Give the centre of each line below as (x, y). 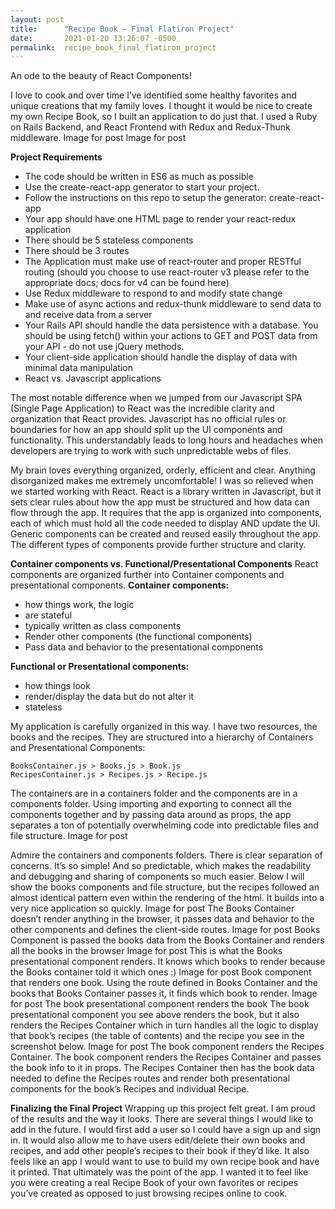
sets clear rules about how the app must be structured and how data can (160, 502)
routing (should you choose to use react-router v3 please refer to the (167, 272)
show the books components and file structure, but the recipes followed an (165, 887)
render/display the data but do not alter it (109, 697)
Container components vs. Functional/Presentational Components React (164, 564)
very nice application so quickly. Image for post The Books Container (152, 908)
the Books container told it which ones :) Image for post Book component (161, 972)
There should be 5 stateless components (109, 240)
